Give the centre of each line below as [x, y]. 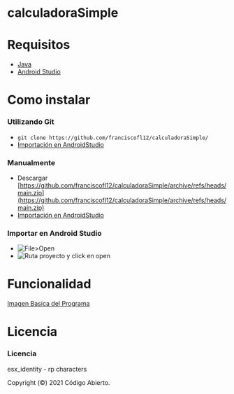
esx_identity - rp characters [47, 369]
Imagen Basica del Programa [49, 304]
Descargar [32, 178]
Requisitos [39, 45]
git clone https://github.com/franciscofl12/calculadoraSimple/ [113, 138]
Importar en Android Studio [55, 233]
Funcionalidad [50, 284]
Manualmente [31, 162]
